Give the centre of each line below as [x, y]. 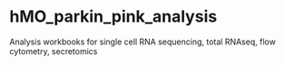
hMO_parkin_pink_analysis [113, 17]
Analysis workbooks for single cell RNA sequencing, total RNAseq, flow [143, 42]
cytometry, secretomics [54, 51]
